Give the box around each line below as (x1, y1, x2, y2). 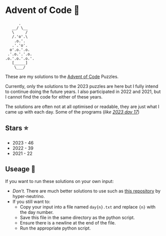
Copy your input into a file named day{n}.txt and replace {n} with (19, 203, 156, 209)
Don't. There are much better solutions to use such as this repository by (12, 187, 161, 194)
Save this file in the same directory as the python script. (19, 214, 135, 220)
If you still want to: (12, 198, 50, 204)
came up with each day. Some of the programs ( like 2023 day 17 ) (5, 108, 140, 114)
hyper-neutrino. (12, 193, 45, 199)
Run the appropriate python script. (19, 225, 91, 231)
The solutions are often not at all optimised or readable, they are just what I (5, 103, 159, 109)
